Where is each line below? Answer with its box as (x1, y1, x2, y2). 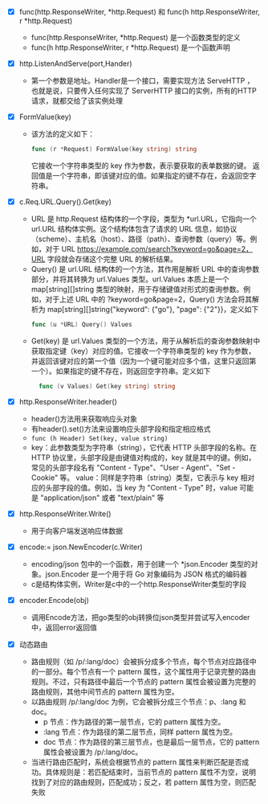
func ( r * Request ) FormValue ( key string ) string (30, 146, 197, 154)
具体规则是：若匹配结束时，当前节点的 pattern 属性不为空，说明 (45, 767, 256, 777)
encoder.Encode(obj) (18, 596, 89, 605)
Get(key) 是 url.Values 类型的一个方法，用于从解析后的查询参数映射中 (30, 336, 261, 346)
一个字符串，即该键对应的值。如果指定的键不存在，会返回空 (52, 171, 250, 181)
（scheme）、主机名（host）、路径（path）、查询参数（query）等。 (30, 234, 250, 244)
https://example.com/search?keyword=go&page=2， (76, 244, 254, 254)
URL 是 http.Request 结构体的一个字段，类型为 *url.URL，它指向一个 (30, 214, 258, 224)
